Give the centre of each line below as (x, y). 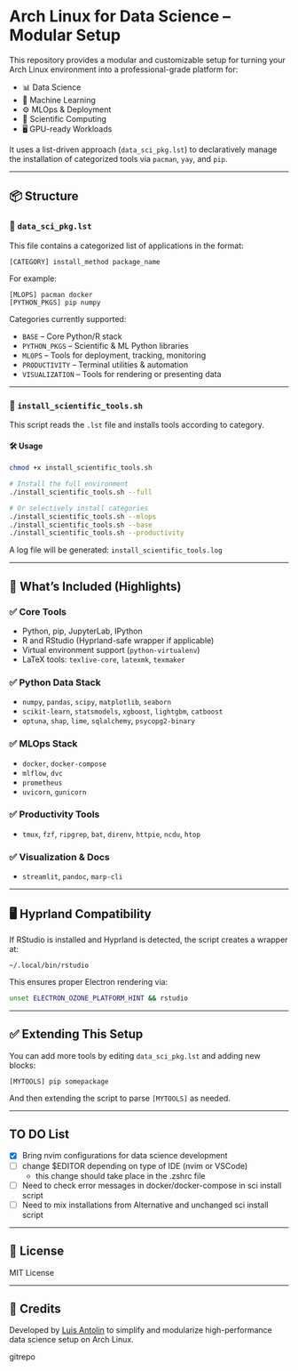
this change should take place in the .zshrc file (120, 1175)
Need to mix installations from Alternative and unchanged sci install (145, 1205)
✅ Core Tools (38, 611)
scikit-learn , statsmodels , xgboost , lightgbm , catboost (122, 711)
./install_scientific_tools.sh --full (81, 492)
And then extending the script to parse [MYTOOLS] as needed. (120, 1098)
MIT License (32, 1272)
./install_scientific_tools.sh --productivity (97, 533)
